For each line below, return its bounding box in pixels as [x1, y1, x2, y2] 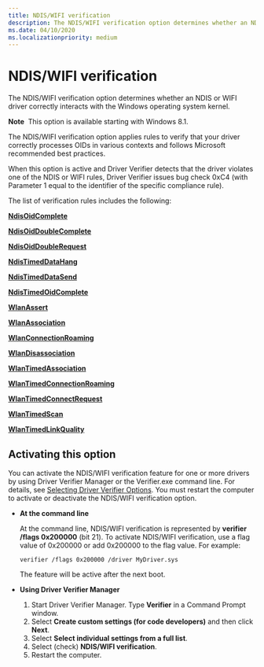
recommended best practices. [8, 149, 106, 158]
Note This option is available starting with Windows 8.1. [8, 117, 189, 127]
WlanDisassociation [8, 348, 75, 358]
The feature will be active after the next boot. [19, 569, 166, 579]
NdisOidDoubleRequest [8, 241, 87, 252]
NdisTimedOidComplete [8, 288, 89, 297]
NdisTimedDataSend [8, 272, 77, 282]
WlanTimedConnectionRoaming [8, 379, 115, 389]
